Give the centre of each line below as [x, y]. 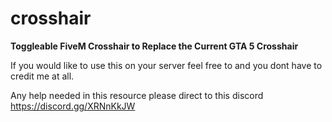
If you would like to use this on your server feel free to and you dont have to [166, 65]
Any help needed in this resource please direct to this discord [137, 95]
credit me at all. [42, 76]
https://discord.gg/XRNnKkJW [73, 106]
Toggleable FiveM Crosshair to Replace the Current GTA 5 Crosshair [154, 46]
